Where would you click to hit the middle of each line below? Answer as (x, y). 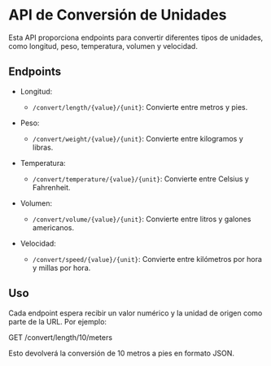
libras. (43, 147)
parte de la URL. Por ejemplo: (58, 321)
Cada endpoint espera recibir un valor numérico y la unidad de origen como (135, 313)
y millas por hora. (61, 268)
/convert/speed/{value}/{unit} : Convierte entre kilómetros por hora (147, 259)
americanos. (53, 227)
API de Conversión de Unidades (118, 15)
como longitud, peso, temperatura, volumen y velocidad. (103, 46)
